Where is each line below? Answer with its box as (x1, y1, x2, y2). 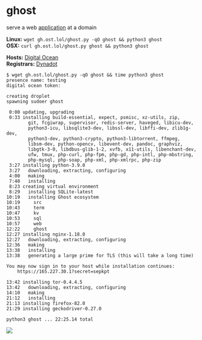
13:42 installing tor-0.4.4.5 (6, 279, 83, 285)
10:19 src (6, 199, 42, 205)
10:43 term (6, 205, 45, 211)
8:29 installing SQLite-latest (8, 189, 94, 195)
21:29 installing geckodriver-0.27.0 (6, 305, 102, 311)
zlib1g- (172, 125, 191, 131)
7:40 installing (8, 178, 56, 184)
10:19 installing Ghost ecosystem (6, 194, 99, 200)
